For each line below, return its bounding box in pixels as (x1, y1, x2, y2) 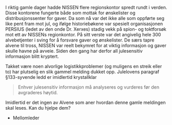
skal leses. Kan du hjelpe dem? (5, 105, 71, 111)
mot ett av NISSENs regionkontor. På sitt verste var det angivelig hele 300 (5, 32, 161, 37)
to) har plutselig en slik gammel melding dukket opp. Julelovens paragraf (5, 69, 160, 75)
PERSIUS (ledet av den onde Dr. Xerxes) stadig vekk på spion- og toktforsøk (5, 26, 167, 32)
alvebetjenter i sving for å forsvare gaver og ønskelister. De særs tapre (5, 37, 155, 43)
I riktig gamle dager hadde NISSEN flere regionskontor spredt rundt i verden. (5, 5, 167, 10)
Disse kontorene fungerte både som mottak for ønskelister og (5, 10, 136, 16)
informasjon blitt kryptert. (5, 53, 59, 59)
